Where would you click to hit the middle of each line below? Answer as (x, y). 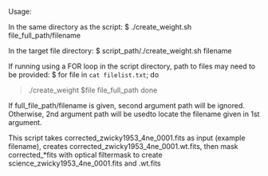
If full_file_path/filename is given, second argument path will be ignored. (127, 106)
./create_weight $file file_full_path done (93, 90)
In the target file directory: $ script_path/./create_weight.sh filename (120, 51)
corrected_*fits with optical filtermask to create (85, 155)
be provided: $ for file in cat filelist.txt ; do (84, 74)
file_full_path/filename (45, 35)
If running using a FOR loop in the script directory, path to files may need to (132, 66)
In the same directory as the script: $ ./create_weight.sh (100, 27)
